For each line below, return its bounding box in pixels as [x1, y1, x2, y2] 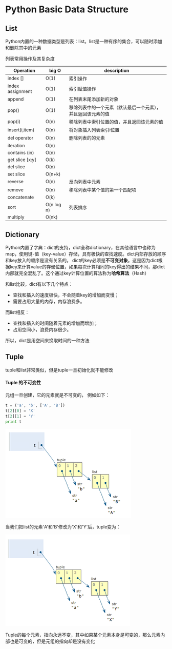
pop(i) [7, 119, 20, 125]
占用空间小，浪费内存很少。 [12, 327, 72, 333]
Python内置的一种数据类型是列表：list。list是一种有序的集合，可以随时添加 [5, 38, 163, 44]
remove [7, 186, 24, 193]
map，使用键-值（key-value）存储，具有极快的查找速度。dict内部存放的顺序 [5, 251, 166, 257]
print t [5, 419, 22, 424]
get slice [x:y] [7, 156, 37, 163]
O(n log [45, 201, 61, 207]
